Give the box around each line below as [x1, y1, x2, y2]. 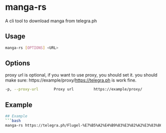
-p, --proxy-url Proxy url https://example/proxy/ [5, 87, 142, 92]
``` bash [5, 118, 21, 123]
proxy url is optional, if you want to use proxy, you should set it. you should [5, 72, 158, 78]
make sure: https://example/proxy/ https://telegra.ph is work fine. [5, 77, 137, 83]
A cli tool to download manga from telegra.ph [5, 18, 97, 24]
